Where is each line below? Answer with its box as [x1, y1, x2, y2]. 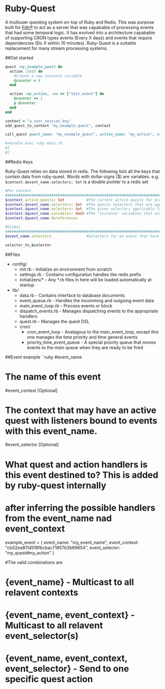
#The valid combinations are [5, 559, 63, 565]
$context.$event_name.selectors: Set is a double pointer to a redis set [5, 179, 148, 185]
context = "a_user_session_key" [5, 118, 71, 123]
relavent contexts [5, 587, 79, 598]
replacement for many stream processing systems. [5, 45, 108, 51]
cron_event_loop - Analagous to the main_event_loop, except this [27, 329, 159, 334]
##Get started [5, 55, 33, 60]
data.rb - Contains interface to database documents [19, 292, 125, 298]
